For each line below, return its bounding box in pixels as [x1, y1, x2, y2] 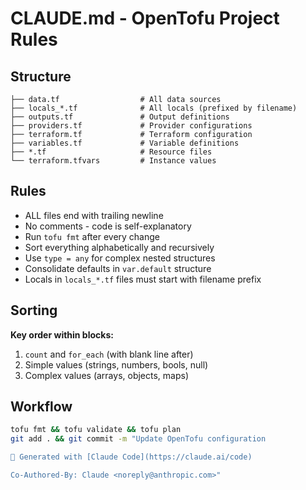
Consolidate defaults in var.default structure [24, 262, 212, 274]
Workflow [10, 398, 73, 416]
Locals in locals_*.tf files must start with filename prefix [24, 273, 262, 285]
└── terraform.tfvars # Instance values [10, 156, 217, 166]
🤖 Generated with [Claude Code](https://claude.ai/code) [10, 452, 253, 462]
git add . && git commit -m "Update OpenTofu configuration [10, 434, 267, 444]
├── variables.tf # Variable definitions [10, 138, 240, 148]
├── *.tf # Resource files [10, 147, 213, 157]
